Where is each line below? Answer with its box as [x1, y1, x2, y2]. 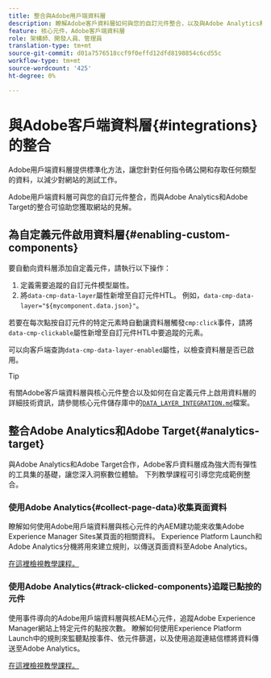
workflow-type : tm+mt [8, 57, 81, 65]
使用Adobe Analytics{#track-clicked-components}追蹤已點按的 [8, 581, 262, 592]
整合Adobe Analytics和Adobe [8, 424, 160, 437]
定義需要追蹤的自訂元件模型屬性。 [19, 280, 134, 291]
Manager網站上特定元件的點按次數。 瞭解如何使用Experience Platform [8, 623, 242, 633]
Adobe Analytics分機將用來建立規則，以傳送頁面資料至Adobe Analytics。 [8, 542, 252, 551]
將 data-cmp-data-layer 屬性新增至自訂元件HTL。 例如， [19, 291, 204, 300]
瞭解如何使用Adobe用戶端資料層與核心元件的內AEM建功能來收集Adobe [8, 521, 244, 531]
